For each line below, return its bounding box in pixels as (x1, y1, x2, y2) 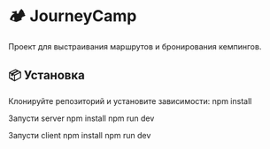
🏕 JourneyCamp (8, 6, 137, 26)
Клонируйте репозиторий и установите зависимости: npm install (8, 95, 252, 106)
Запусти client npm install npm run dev (8, 130, 151, 140)
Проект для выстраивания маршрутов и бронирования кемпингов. (8, 41, 262, 52)
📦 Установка (8, 68, 85, 83)
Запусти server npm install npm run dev (8, 113, 155, 123)
